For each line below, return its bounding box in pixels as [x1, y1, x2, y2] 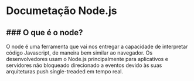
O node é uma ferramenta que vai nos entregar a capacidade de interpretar [6, 43, 188, 50]
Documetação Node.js [6, 4, 117, 18]
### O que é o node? [6, 28, 83, 38]
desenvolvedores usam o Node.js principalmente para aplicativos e [6, 56, 169, 62]
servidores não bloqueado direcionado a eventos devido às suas [6, 62, 162, 69]
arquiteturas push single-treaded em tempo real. [6, 68, 123, 75]
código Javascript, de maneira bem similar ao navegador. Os [6, 49, 153, 56]
